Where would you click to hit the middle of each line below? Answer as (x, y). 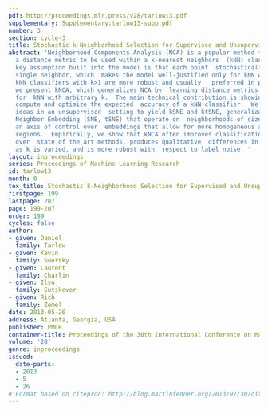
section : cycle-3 (37, 38)
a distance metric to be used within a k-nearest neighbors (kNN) (130, 61)
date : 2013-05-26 (37, 312)
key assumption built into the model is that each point (112, 68)
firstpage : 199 (33, 193)
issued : (21, 357)
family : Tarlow (41, 246)
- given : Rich (32, 298)
